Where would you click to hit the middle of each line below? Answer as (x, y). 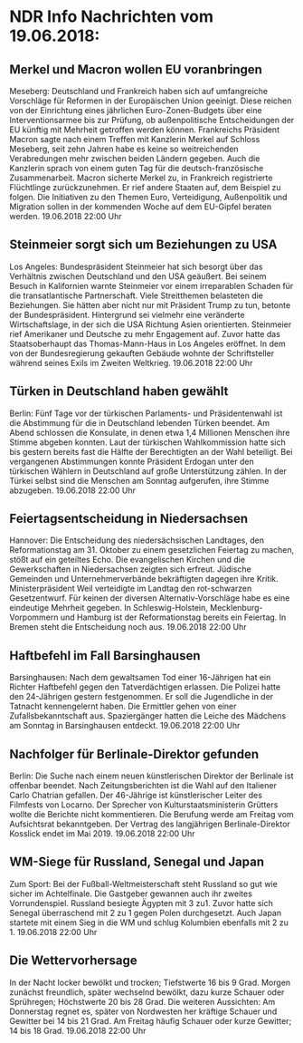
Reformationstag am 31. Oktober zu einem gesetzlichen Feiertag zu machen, (152, 550)
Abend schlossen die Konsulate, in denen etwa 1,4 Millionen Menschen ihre (150, 432)
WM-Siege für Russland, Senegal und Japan (137, 862)
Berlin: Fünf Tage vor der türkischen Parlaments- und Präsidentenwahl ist (146, 413)
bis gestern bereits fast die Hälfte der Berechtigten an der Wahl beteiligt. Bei (151, 451)
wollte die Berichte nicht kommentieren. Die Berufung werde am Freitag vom (151, 815)
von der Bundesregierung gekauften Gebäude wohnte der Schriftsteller (142, 353)
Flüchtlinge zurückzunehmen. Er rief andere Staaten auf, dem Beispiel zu (146, 187)
